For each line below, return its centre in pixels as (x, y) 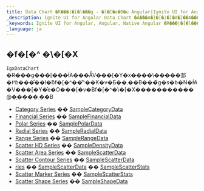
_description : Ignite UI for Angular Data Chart (69, 18)
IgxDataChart (23, 69)
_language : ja (24, 29)
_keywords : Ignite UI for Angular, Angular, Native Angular (84, 23)
